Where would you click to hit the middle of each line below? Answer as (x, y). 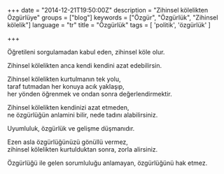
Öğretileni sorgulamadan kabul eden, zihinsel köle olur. (86, 52)
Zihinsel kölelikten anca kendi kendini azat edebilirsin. (85, 65)
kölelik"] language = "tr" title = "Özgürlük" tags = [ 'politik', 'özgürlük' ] (109, 25)
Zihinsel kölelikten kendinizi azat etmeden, (68, 107)
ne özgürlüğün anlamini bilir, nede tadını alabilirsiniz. (83, 115)
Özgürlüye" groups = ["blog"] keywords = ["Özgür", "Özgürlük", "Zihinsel (113, 17)
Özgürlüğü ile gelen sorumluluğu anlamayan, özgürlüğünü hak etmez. (107, 163)
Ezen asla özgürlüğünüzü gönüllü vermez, (68, 142)
